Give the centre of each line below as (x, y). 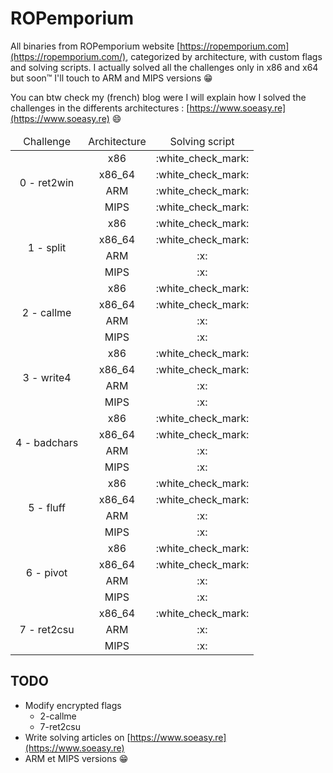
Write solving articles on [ (77, 737)
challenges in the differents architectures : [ (100, 108)
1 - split (47, 247)
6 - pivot (46, 572)
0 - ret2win (47, 182)
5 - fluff (47, 507)
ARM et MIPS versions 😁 (76, 758)
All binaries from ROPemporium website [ (95, 46)
